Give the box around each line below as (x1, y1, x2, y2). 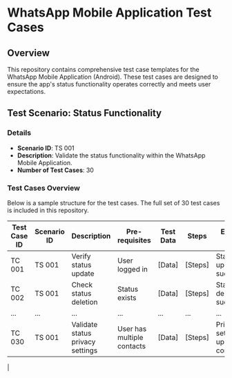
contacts (117, 341, 146, 350)
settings (71, 346, 98, 355)
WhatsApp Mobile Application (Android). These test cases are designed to (7, 73, 219, 81)
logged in (117, 264, 148, 274)
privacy (71, 337, 96, 346)
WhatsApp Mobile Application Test (7, 5, 212, 21)
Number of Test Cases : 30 (17, 166, 95, 174)
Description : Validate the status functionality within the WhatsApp (17, 151, 206, 160)
